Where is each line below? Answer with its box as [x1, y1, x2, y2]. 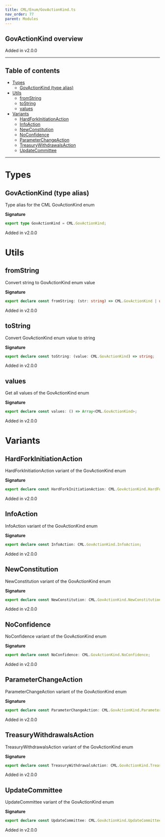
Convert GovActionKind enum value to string [5, 335, 95, 341]
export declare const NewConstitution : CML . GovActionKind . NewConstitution [5, 597, 162, 602]
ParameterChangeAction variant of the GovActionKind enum [5, 688, 127, 694]
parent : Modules [5, 16, 38, 21]
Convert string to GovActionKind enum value [5, 279, 95, 285]
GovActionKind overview [5, 34, 83, 43]
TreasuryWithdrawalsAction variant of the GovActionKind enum [5, 744, 134, 750]
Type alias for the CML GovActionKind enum [5, 202, 95, 208]
